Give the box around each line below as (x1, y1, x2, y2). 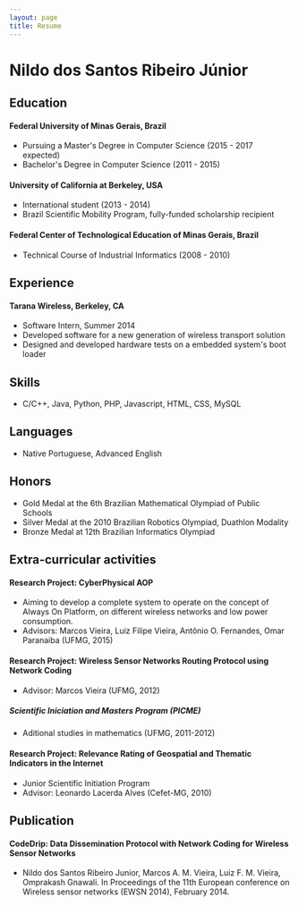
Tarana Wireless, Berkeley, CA (9, 301, 125, 311)
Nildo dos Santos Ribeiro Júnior (9, 60, 249, 80)
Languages (9, 424, 73, 439)
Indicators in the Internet (9, 758, 104, 769)
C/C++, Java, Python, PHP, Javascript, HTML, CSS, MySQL (21, 399, 242, 410)
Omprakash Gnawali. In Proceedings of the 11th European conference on (21, 877, 290, 888)
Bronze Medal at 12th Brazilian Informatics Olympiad (21, 526, 216, 537)
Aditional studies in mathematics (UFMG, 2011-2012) (21, 728, 216, 739)
